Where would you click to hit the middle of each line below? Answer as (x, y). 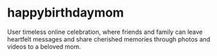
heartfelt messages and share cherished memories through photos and (109, 39)
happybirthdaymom (66, 13)
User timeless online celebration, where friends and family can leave (105, 32)
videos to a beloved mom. (44, 46)
